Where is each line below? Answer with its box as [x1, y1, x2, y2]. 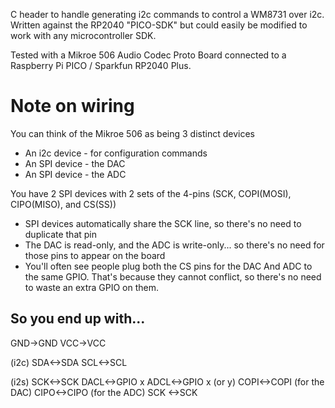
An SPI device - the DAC [24, 157, 126, 169]
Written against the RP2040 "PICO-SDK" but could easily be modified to [10, 19, 308, 31]
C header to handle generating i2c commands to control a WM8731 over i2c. [10, 9, 325, 20]
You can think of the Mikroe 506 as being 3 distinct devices [10, 127, 255, 139]
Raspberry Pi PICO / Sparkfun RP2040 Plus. [10, 60, 192, 71]
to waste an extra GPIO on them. [24, 281, 160, 293]
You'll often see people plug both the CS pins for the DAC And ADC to [24, 260, 313, 272]
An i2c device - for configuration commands [24, 147, 208, 159]
